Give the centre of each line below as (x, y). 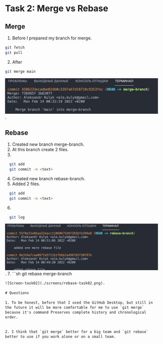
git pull (14, 52)
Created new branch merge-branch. (48, 144)
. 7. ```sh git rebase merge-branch (38, 274)
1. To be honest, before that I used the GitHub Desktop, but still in (79, 303)
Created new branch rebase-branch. (49, 178)
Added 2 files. (26, 184)
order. (12, 317)
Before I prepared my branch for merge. (52, 38)
